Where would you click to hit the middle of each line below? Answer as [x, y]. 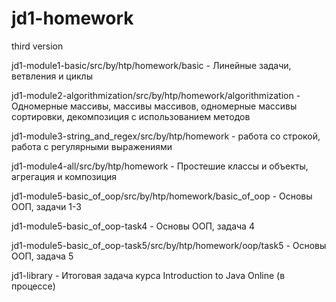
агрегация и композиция [64, 176]
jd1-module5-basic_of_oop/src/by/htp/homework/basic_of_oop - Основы [162, 196]
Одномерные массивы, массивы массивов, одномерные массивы [154, 106]
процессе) [33, 286]
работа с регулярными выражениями [92, 146]
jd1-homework [72, 18]
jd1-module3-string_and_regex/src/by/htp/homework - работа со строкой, [166, 136]
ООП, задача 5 [42, 256]
